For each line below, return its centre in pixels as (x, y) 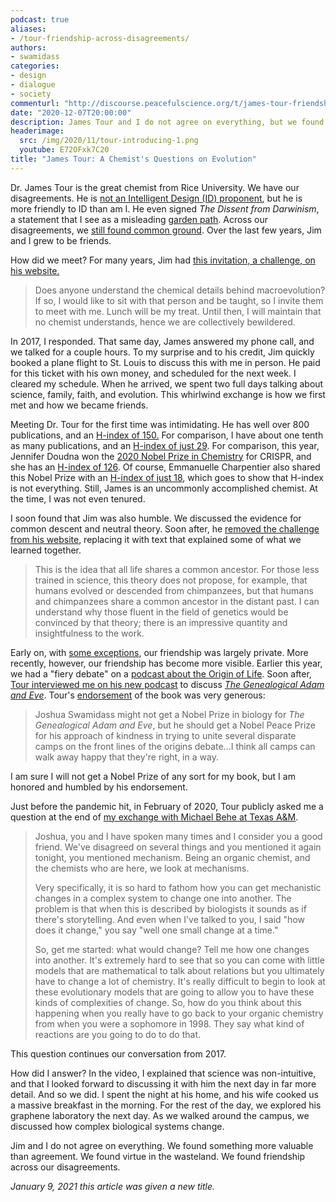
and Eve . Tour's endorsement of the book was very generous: (138, 695)
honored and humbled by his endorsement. (99, 787)
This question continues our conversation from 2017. (118, 1053)
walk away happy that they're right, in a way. (126, 757)
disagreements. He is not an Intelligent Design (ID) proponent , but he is (156, 198)
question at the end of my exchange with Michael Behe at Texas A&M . (154, 817)
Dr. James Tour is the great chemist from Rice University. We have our (155, 187)
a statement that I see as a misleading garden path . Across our (139, 219)
